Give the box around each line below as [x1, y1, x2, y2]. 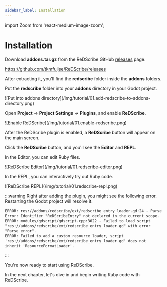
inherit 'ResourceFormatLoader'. [5, 243, 75, 248]
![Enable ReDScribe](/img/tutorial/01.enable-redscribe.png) [5, 120, 127, 126]
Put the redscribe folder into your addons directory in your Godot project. [5, 85, 157, 91]
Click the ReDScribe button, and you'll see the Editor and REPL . [5, 144, 136, 150]
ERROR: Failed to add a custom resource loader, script [5, 233, 124, 238]
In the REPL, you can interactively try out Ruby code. [5, 173, 113, 179]
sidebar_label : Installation [5, 8, 66, 13]
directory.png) [5, 100, 35, 106]
